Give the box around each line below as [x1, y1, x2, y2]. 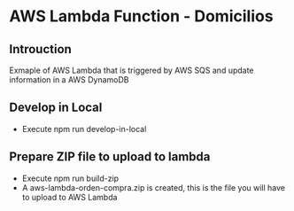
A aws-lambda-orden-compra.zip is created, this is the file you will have [21, 182, 286, 192]
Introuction [9, 42, 73, 57]
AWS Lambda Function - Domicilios [9, 6, 274, 27]
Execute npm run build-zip [21, 173, 120, 184]
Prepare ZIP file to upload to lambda [9, 149, 211, 165]
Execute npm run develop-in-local [21, 123, 147, 134]
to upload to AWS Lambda [21, 191, 118, 202]
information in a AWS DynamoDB [9, 74, 130, 85]
